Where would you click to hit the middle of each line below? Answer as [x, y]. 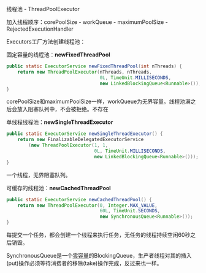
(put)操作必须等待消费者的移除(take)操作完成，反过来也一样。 [84, 263]
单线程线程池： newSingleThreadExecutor [60, 122]
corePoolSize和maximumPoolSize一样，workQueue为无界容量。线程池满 [99, 102]
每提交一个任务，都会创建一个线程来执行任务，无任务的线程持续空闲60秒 [98, 235]
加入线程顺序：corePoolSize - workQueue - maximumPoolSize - [87, 22]
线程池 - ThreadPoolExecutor [43, 9]
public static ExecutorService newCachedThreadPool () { [79, 199]
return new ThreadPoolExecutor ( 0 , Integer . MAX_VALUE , [87, 205]
